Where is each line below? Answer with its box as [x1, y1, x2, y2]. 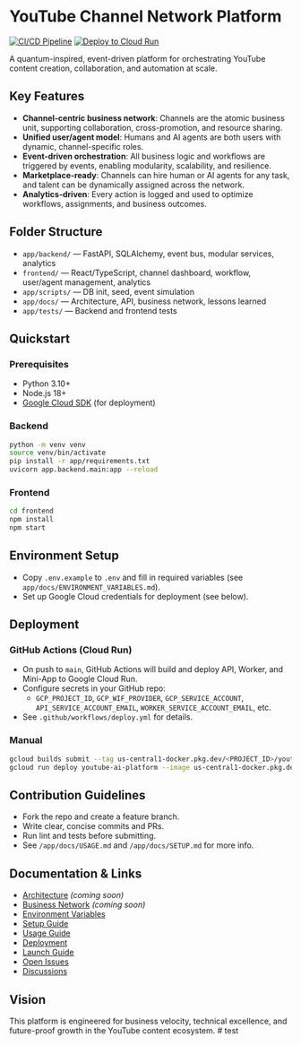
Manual [9, 734, 43, 747]
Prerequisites [9, 358, 69, 370]
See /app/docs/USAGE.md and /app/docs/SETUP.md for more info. [21, 840, 254, 851]
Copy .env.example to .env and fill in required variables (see [21, 572, 244, 583]
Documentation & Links [9, 866, 142, 881]
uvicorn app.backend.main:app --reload [9, 465, 159, 474]
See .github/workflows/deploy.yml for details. [21, 712, 193, 722]
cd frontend [9, 506, 54, 516]
